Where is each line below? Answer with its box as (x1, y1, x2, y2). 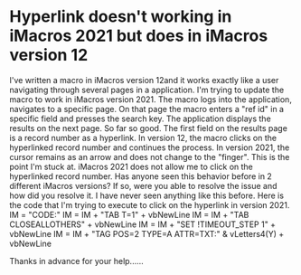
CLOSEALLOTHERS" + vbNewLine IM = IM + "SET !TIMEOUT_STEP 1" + (9, 219, 277, 230)
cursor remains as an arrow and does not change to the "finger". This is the (9, 151, 290, 162)
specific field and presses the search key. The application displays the (9, 113, 271, 124)
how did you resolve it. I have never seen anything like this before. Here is (9, 190, 285, 201)
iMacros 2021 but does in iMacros (9, 25, 268, 46)
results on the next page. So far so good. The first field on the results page (9, 122, 287, 133)
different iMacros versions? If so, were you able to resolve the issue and (9, 180, 277, 191)
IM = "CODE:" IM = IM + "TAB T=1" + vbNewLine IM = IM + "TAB (9, 209, 249, 220)
